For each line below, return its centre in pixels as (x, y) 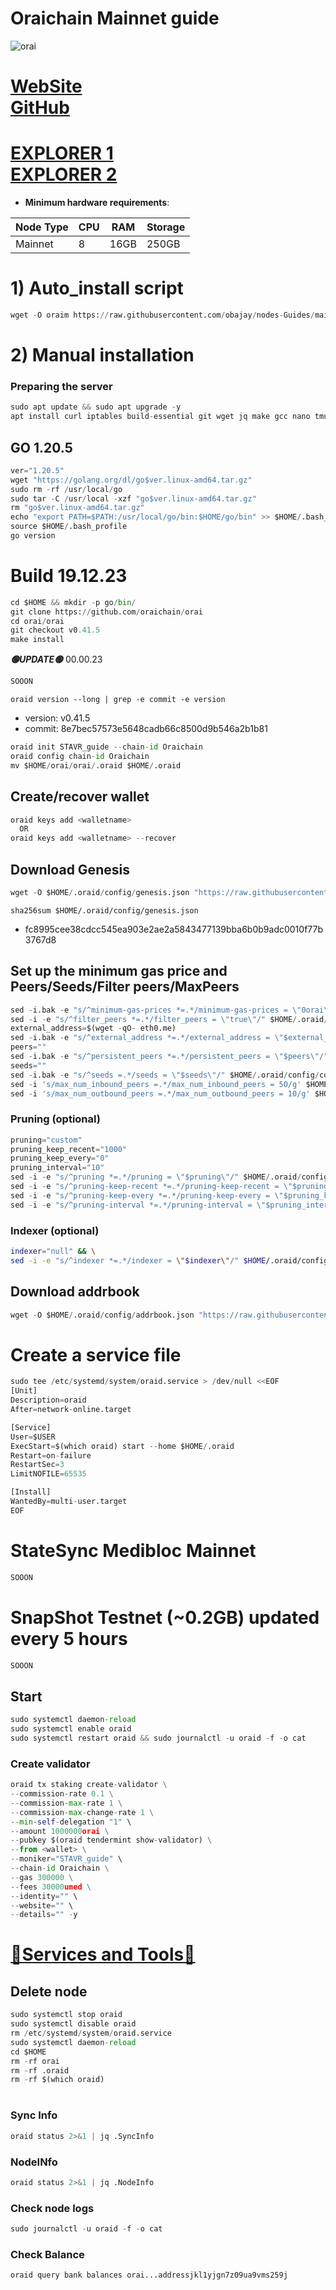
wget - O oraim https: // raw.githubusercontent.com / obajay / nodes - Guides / (162, 315)
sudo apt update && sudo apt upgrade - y (96, 407)
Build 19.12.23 (69, 576)
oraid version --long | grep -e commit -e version (118, 700)
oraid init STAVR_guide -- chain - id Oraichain (106, 747)
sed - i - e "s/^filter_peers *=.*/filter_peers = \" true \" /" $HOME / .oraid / (169, 1019)
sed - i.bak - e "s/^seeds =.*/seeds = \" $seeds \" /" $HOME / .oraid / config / (165, 1075)
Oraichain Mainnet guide (115, 18)
